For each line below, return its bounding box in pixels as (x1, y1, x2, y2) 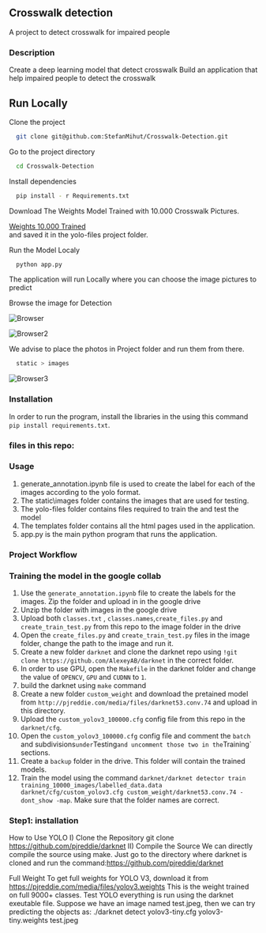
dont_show (20, 797, 54, 805)
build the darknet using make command (20, 681, 147, 690)
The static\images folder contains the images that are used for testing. (20, 496, 249, 505)
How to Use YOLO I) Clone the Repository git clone (9, 833, 174, 843)
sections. (20, 748, 51, 757)
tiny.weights (9, 916, 48, 925)
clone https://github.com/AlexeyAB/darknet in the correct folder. (20, 655, 234, 665)
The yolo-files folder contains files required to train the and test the (20, 504, 239, 513)
